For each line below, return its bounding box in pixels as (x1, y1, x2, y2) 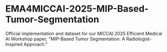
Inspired (5, 41, 23, 47)
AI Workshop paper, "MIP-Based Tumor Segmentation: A (5, 36, 125, 42)
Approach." (24, 41, 48, 47)
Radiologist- (126, 36, 152, 42)
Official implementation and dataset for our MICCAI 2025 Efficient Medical (5, 30, 163, 36)
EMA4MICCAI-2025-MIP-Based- (5, 3, 149, 15)
